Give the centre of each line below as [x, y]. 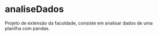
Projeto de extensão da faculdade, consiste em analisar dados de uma [79, 23]
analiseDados [35, 9]
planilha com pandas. [27, 28]
